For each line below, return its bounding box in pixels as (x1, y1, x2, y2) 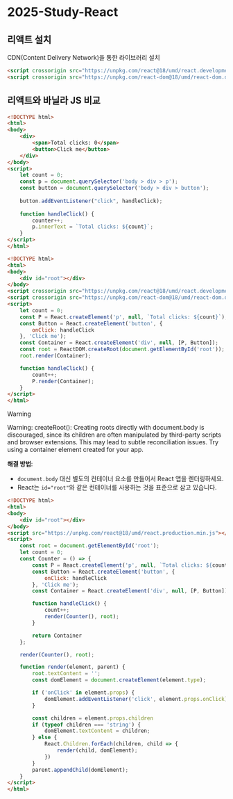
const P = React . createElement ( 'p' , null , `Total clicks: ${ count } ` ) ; (19, 314, 228, 321)
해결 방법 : (7, 460, 33, 468)
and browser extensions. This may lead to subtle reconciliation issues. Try (7, 438, 219, 446)
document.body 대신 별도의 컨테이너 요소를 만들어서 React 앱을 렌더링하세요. (17, 474, 224, 483)
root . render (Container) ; (19, 353, 92, 360)
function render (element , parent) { (19, 663, 126, 671)
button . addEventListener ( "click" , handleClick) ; (19, 197, 163, 204)
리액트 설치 (7, 33, 52, 45)
